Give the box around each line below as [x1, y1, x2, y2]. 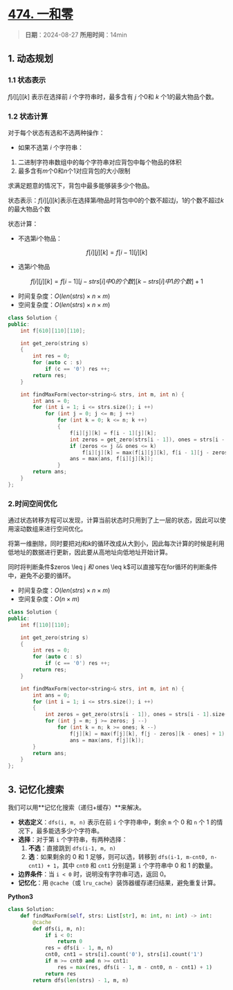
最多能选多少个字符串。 [36, 826, 103, 835]
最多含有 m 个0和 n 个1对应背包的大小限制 [17, 166, 131, 175]
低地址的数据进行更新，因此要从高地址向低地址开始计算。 [8, 548, 171, 557]
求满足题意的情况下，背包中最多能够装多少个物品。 [8, 181, 153, 189]
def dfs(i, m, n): [32, 925, 86, 932]
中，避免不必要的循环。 [8, 571, 75, 580]
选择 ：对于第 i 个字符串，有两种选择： [17, 835, 128, 844]
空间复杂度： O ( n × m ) [17, 595, 80, 603]
